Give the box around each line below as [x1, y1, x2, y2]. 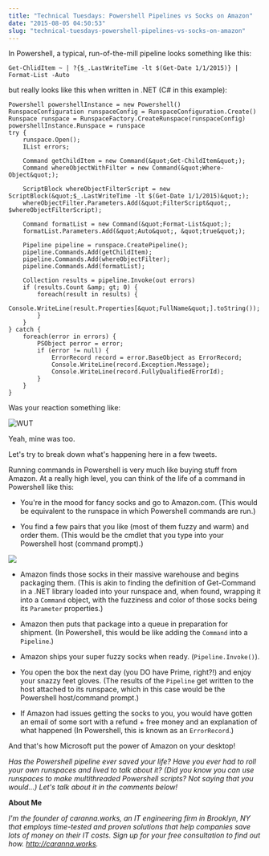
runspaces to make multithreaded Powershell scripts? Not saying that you [8, 774, 254, 784]
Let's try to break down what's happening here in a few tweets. [8, 450, 218, 459]
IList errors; [22, 143, 70, 151]
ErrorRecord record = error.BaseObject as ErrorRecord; [51, 354, 243, 362]
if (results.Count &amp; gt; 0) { [22, 283, 138, 291]
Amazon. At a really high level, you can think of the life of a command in [8, 474, 246, 483]
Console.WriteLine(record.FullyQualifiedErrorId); [51, 368, 225, 376]
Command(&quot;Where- [152, 164, 225, 173]
